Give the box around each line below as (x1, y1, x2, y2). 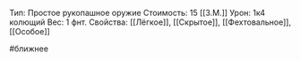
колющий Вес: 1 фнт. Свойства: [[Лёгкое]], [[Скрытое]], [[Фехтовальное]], (9, 17, 292, 27)
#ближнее (9, 43, 49, 54)
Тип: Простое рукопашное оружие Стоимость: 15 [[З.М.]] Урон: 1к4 (9, 8, 266, 18)
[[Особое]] (9, 27, 51, 36)
